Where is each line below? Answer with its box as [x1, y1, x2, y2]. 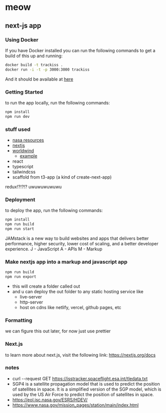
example [19, 153, 38, 159]
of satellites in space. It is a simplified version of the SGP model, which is [12, 386, 162, 392]
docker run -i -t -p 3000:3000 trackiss [5, 67, 90, 72]
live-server [19, 294, 42, 300]
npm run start [5, 226, 35, 231]
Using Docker [5, 36, 39, 43]
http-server [19, 299, 44, 305]
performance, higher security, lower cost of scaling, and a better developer [5, 240, 159, 246]
